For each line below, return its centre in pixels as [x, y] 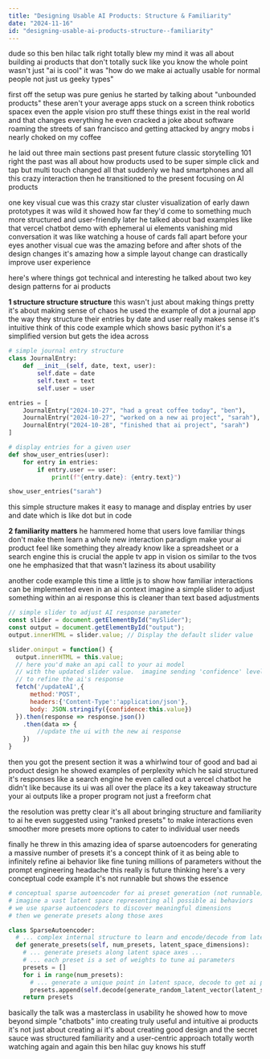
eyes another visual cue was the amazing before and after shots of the [125, 245]
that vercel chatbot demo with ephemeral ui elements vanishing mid [121, 228]
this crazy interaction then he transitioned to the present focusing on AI [126, 178]
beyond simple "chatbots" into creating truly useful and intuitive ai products [133, 1021]
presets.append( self [64, 990]
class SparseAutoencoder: [51, 930]
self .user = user [66, 388]
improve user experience [49, 263]
